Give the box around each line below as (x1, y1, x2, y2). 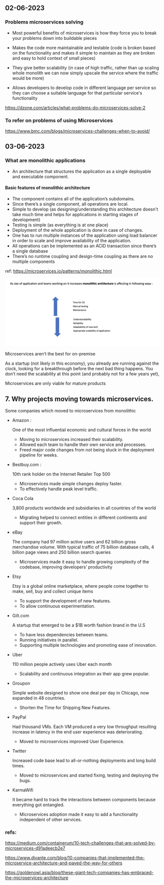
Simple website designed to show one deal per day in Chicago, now (12, 690, 149, 696)
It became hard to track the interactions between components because (12, 797, 156, 803)
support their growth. (19, 520, 63, 526)
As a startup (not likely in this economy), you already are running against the (5, 360, 159, 366)
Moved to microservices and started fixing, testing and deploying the (19, 772, 159, 778)
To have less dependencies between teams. (19, 632, 109, 638)
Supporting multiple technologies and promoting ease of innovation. (19, 642, 157, 648)
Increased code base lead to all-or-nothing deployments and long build (12, 758, 156, 763)
